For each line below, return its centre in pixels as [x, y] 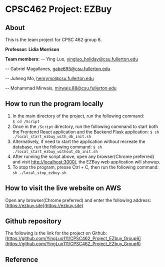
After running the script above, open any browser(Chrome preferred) [83, 156]
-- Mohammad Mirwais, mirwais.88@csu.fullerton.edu [61, 88]
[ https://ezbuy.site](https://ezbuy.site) [44, 205]
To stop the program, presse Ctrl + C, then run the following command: [85, 167]
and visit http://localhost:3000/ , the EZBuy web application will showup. [86, 161]
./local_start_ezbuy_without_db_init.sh [55, 151]
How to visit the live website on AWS [63, 188]
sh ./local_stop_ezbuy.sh [39, 173]
